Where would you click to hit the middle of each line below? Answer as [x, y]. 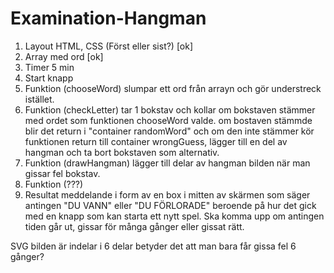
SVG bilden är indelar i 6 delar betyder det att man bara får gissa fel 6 [153, 246]
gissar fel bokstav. [62, 173]
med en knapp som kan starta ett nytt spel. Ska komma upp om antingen [174, 216]
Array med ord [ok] [64, 56]
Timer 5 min [49, 67]
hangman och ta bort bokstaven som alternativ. [122, 152]
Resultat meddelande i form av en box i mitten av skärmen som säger [167, 194]
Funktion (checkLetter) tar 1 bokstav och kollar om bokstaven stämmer [170, 109]
